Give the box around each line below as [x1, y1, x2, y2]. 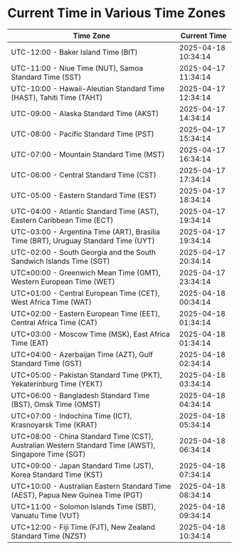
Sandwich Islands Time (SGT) [11, 256, 110, 266]
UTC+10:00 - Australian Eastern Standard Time [11, 481, 171, 491]
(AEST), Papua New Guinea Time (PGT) [11, 490, 144, 499]
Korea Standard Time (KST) [11, 470, 103, 480]
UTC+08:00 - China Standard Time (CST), [11, 431, 154, 441]
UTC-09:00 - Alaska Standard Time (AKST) [11, 108, 159, 118]
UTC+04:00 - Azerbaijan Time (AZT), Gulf [11, 349, 153, 359]
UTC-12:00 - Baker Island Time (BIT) [11, 47, 138, 57]
